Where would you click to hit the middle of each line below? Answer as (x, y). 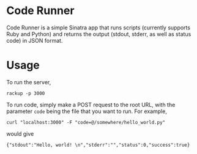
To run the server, (29, 82)
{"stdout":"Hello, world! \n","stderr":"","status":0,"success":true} (98, 145)
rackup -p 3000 (26, 93)
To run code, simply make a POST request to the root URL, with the (91, 105)
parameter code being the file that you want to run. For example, (87, 111)
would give (20, 134)
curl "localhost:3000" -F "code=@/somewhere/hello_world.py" (86, 122)
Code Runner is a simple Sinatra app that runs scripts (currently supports (98, 28)
